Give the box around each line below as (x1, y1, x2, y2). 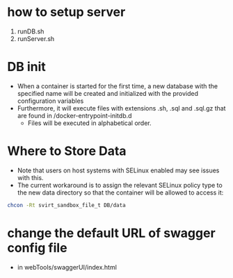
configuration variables (17, 97, 84, 105)
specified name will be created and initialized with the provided (17, 89, 199, 97)
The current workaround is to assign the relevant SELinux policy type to (17, 181, 223, 189)
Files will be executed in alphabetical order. (27, 119, 152, 127)
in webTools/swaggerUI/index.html (17, 263, 117, 271)
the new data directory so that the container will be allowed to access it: (17, 188, 224, 197)
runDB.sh (17, 27, 45, 35)
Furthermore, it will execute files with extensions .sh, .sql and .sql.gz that (17, 104, 226, 112)
